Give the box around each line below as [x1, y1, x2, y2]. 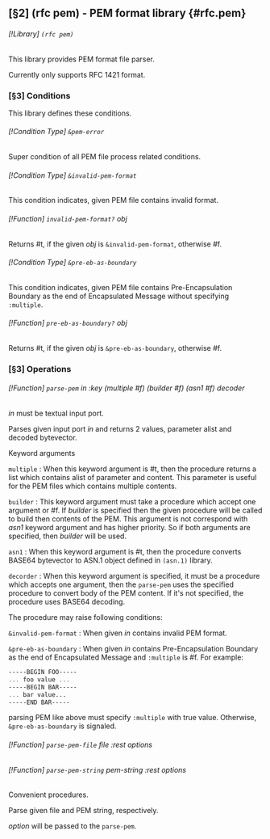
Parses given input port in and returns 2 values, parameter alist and [8, 424, 232, 434]
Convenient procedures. [8, 790, 89, 799]
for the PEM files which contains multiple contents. [8, 481, 177, 491]
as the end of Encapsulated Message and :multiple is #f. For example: [8, 652, 244, 662]
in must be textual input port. [8, 408, 105, 419]
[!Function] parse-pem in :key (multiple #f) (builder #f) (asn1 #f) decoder [8, 383, 245, 393]
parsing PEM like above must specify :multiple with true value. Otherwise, [8, 713, 257, 723]
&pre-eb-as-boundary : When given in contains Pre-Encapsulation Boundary [8, 644, 259, 654]
